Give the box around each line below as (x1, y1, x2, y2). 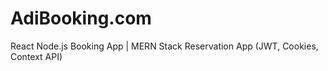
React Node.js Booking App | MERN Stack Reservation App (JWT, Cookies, (10, 40, 319, 52)
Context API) (10, 50, 63, 62)
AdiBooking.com (10, 7, 152, 30)
